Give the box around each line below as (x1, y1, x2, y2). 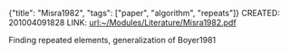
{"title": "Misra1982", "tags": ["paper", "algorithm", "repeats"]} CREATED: (8, 8, 280, 18)
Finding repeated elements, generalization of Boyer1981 (8, 35, 217, 45)
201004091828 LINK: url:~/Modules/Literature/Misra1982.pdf (8, 17, 236, 28)
